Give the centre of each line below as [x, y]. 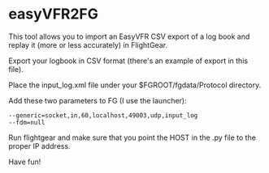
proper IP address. [39, 146]
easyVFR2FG [54, 14]
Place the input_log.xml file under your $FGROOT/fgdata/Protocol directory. [135, 85]
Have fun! [25, 162]
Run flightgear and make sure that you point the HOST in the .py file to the [132, 137]
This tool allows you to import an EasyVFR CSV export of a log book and [129, 36]
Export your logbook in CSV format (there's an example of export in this [128, 61]
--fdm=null [27, 122]
